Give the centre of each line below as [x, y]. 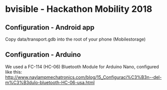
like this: [14, 72]
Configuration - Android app [50, 27]
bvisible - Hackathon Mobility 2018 [79, 9]
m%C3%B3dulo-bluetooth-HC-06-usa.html [50, 82]
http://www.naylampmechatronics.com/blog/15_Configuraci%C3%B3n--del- [83, 77]
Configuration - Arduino [43, 55]
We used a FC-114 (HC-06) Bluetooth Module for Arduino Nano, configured [82, 67]
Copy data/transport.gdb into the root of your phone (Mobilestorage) [75, 39]
